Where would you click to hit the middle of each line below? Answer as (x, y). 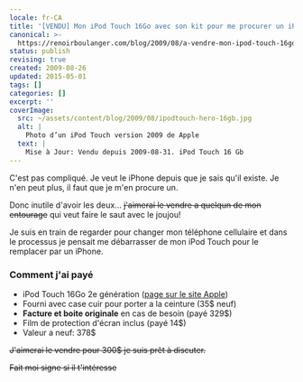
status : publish (40, 51)
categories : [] (38, 93)
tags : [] (26, 85)
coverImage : (32, 110)
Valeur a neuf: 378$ (59, 332)
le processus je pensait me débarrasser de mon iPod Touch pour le (134, 241)
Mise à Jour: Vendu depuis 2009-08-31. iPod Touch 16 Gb (135, 152)
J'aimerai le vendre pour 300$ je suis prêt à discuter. (107, 349)
